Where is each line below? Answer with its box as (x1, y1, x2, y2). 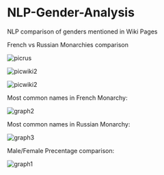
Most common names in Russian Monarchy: (7, 120, 131, 128)
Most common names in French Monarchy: (7, 94, 128, 102)
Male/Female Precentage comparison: (7, 146, 115, 154)
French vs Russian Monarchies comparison (7, 40, 128, 49)
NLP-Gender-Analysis (7, 5, 135, 21)
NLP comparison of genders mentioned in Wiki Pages (7, 27, 158, 36)
